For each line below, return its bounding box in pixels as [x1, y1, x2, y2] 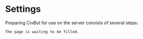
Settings [5, 3, 41, 15]
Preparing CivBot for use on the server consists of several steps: [5, 20, 138, 26]
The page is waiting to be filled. [5, 29, 79, 34]
